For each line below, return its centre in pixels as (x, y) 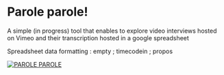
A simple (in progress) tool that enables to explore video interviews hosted (112, 31)
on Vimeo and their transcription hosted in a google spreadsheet (98, 37)
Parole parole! (48, 12)
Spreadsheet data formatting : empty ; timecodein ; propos (90, 51)
